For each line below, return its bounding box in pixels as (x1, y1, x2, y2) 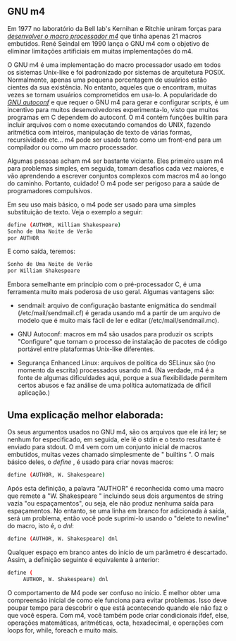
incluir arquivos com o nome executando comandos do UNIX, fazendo (7, 120, 211, 129)
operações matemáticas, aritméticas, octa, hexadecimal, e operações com (7, 618, 224, 627)
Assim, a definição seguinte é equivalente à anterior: (7, 555, 160, 563)
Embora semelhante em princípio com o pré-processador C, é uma (7, 280, 201, 288)
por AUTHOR (7, 234, 39, 242)
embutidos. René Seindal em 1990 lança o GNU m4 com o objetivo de (7, 39, 210, 48)
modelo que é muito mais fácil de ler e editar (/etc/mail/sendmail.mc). (17, 317, 220, 325)
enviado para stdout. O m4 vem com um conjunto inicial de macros (7, 443, 202, 451)
